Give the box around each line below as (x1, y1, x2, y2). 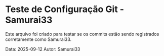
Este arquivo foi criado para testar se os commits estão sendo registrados (5, 31, 159, 37)
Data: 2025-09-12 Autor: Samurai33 (5, 46, 80, 52)
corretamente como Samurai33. (5, 36, 72, 42)
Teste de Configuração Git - (5, 4, 125, 15)
